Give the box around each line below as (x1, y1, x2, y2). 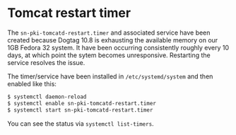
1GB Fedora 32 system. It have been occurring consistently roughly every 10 (7, 43, 230, 52)
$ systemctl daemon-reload (7, 93, 87, 100)
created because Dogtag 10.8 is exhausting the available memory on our (7, 35, 218, 44)
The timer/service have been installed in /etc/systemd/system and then (7, 72, 213, 81)
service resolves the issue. (7, 58, 85, 66)
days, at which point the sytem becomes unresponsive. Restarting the (7, 51, 211, 59)
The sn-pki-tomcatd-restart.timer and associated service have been (7, 28, 211, 37)
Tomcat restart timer (7, 5, 131, 21)
